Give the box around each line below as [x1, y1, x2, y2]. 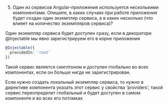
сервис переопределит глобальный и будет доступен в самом [5, 89, 141, 95]
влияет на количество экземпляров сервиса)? [12, 20, 113, 26]
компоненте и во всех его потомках [5, 95, 83, 101]
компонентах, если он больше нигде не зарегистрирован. [5, 69, 131, 75]
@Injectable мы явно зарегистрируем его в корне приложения [5, 35, 140, 41]
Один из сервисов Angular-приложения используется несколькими [12, 5, 159, 10]
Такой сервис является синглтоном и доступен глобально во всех [5, 64, 149, 70]
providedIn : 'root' [10, 50, 51, 55]
